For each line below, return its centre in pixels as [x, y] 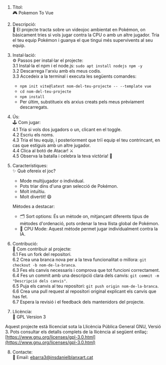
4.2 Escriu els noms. [33, 135]
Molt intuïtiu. [33, 191]
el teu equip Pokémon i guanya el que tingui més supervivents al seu [83, 40]
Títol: [18, 7]
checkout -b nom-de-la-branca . [44, 265]
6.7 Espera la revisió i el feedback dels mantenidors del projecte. [79, 302]
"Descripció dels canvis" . [40, 281]
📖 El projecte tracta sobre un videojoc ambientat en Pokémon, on [79, 30]
